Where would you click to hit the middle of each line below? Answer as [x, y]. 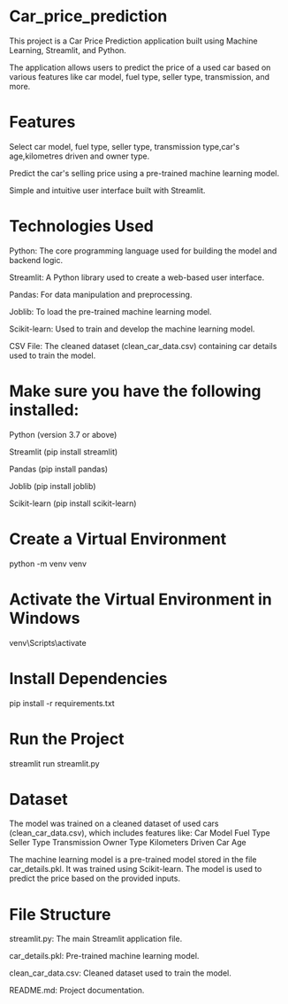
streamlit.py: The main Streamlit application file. [96, 939]
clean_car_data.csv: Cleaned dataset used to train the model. [120, 973]
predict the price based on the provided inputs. [95, 878]
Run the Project [67, 739]
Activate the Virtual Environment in [140, 599]
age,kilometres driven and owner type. [80, 156]
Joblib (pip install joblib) [53, 486]
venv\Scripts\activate [48, 642]
